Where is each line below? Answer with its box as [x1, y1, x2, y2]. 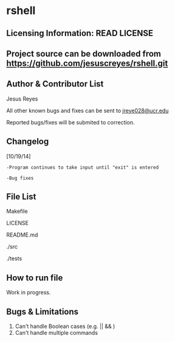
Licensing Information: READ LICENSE [6, 28, 154, 38]
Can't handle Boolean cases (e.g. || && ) [15, 322, 115, 330]
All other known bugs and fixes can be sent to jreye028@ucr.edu [6, 107, 169, 114]
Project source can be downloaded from [6, 48, 161, 59]
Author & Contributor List [6, 79, 104, 89]
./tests [6, 255, 22, 262]
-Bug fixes [6, 175, 34, 181]
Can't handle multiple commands [15, 329, 98, 337]
